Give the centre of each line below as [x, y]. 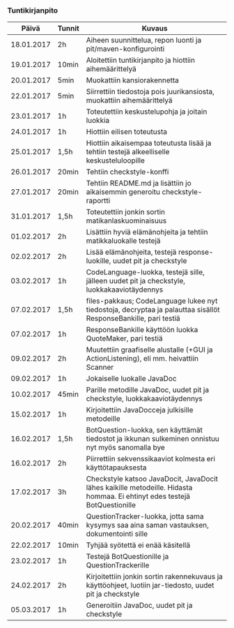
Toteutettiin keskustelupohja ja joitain [147, 112]
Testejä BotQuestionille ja [127, 557]
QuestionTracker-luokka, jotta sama [145, 516]
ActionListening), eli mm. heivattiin [142, 359]
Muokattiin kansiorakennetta [133, 80]
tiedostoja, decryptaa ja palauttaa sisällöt [153, 310]
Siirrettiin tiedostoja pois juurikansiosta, [150, 91]
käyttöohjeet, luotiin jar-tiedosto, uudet [150, 585]
